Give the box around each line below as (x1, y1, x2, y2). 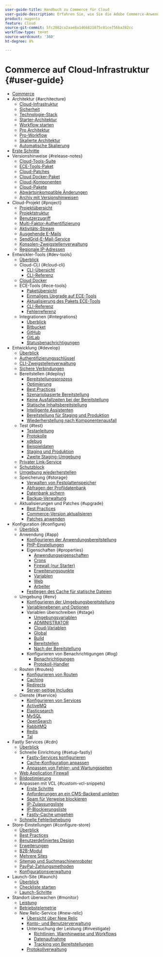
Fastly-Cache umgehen (26, 811, 74, 817)
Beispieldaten (26, 443, 54, 449)
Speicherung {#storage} (19, 474, 68, 480)
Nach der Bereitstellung (33, 645, 81, 652)
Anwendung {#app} (19, 531, 59, 537)
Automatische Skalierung (19, 143, 70, 148)
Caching (26, 676, 44, 682)
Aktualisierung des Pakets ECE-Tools (26, 298, 100, 304)
